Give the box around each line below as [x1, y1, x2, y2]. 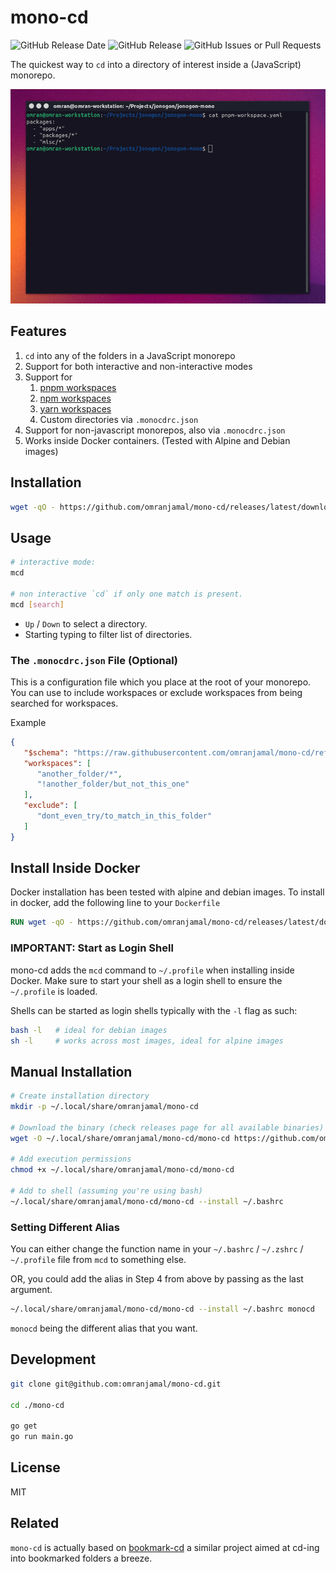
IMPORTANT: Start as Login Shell [10, 941, 174, 955]
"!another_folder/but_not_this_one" [36, 779, 190, 790]
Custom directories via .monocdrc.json [39, 413, 199, 425]
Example [10, 716, 47, 728]
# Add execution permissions [10, 1154, 132, 1165]
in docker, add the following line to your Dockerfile [10, 897, 221, 909]
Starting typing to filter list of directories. [24, 628, 193, 640]
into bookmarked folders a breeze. [10, 1552, 153, 1564]
